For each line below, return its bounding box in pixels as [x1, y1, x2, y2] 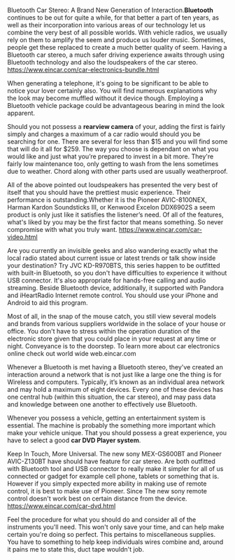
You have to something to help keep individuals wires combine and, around [7, 538, 224, 546]
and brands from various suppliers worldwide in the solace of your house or [7, 320, 226, 328]
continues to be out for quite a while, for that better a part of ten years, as [7, 13, 219, 22]
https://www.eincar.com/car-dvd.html [7, 502, 116, 510]
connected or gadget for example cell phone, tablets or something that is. [7, 472, 219, 480]
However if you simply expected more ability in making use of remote [7, 479, 207, 488]
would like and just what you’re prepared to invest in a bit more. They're [7, 152, 214, 161]
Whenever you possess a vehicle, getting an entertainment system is [7, 414, 206, 422]
